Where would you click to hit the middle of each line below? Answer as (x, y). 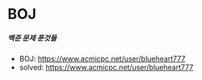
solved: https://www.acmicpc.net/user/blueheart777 (106, 67)
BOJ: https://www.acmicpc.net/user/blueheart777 (102, 59)
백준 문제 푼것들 (32, 38)
